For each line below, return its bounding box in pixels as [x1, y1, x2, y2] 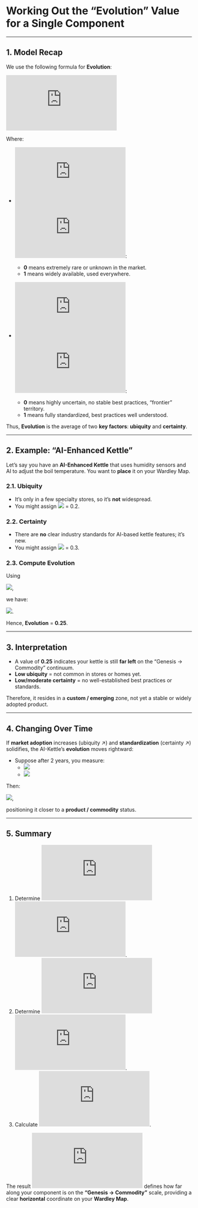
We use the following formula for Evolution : [6, 63, 112, 70]
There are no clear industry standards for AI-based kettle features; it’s [14, 531, 185, 538]
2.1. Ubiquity [6, 482, 43, 490]
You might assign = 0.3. [14, 544, 80, 551]
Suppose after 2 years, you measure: [14, 757, 105, 764]
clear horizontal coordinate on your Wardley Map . [6, 1195, 128, 1202]
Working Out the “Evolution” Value [6, 4, 180, 18]
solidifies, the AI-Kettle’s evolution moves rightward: [6, 746, 134, 753]
